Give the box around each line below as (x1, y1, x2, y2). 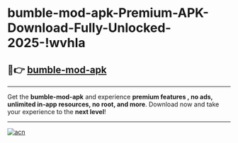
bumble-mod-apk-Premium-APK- (7, 5, 209, 21)
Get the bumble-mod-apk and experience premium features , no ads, (7, 93, 213, 101)
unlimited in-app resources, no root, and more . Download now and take (7, 100, 220, 108)
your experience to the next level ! (7, 108, 106, 116)
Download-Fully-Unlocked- (7, 20, 171, 36)
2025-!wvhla (7, 35, 86, 51)
